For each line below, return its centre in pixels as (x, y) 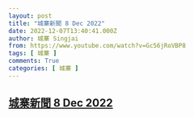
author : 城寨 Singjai (44, 38)
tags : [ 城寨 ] (33, 53)
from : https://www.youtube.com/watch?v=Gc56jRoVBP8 (97, 46)
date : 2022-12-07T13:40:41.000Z (63, 31)
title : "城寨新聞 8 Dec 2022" (57, 23)
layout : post (30, 16)
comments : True (34, 61)
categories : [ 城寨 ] (44, 69)
